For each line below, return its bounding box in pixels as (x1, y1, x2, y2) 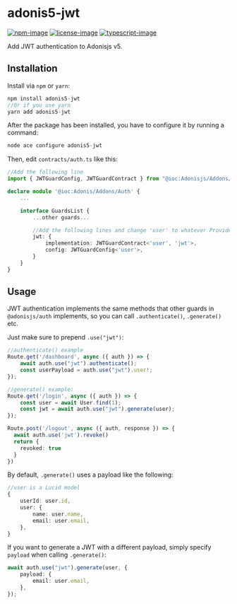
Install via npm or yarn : (7, 81, 71, 90)
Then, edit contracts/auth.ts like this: (7, 155, 118, 163)
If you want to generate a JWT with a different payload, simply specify (7, 543, 212, 552)
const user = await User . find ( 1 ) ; (20, 399, 121, 406)
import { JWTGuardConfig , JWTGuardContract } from (7, 175, 159, 182)
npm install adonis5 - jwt (7, 95, 80, 102)
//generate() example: (7, 385, 74, 393)
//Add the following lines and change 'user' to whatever (32, 226, 207, 234)
